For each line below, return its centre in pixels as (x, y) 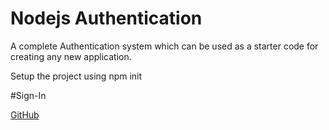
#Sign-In (28, 95)
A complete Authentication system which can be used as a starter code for (164, 46)
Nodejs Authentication (106, 18)
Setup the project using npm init (76, 76)
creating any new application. (71, 56)
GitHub (25, 114)
